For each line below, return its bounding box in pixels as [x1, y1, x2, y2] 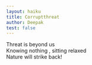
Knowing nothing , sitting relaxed [6, 47, 87, 54]
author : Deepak [6, 19, 44, 25]
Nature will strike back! [6, 53, 62, 60]
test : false [6, 25, 36, 31]
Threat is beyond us [6, 41, 55, 48]
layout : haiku [6, 8, 42, 15]
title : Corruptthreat [6, 14, 60, 20]
